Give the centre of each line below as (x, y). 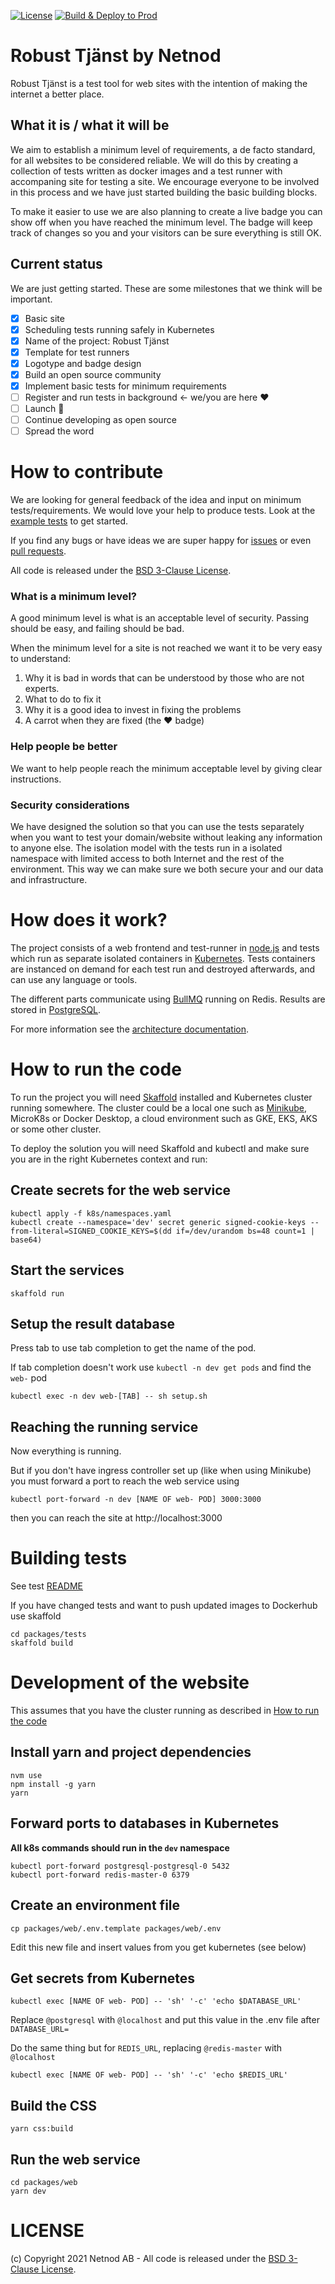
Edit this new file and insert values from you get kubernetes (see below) (158, 1947)
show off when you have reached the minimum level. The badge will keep (161, 222)
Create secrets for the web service (121, 1190)
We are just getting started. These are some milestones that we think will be (166, 288)
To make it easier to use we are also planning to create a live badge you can (166, 211)
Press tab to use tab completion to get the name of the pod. (133, 1348)
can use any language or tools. (74, 980)
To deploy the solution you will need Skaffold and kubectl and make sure (160, 1148)
